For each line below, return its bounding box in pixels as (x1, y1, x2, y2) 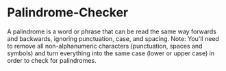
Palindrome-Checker (7, 5, 129, 20)
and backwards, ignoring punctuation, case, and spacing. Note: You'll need (7, 34, 219, 42)
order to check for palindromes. (7, 56, 97, 64)
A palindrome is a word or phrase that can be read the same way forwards (7, 27, 217, 35)
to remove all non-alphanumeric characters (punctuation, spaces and (7, 42, 203, 50)
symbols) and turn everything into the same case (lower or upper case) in (7, 49, 214, 57)
